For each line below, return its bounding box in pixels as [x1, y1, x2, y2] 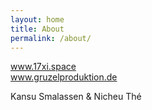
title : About [10, 24, 65, 34]
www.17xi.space [10, 61, 77, 73]
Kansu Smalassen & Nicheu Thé [10, 91, 142, 103]
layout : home [10, 14, 65, 25]
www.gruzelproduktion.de [10, 71, 118, 83]
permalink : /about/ [10, 33, 92, 43]
